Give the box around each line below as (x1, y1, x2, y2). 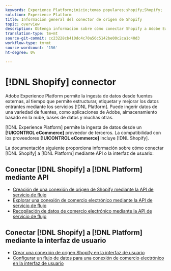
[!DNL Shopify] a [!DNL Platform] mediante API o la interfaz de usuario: (5, 150, 154, 156)
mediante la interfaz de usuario (5, 236, 106, 245)
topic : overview (5, 21, 40, 27)
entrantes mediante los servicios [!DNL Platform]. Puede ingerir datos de (5, 104, 158, 110)
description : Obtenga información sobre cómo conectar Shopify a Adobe (5, 26, 160, 31)
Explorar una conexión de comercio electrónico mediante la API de (12, 197, 153, 204)
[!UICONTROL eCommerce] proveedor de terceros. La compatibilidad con (5, 130, 161, 136)
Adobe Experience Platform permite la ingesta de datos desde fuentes (5, 93, 153, 99)
